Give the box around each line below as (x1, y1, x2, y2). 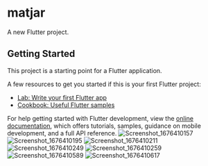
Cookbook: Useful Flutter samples (17, 101, 115, 109)
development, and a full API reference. (7, 128, 117, 137)
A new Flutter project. (7, 28, 69, 36)
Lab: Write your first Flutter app (17, 93, 107, 101)
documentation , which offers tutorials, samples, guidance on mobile (7, 122, 201, 130)
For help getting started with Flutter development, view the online (7, 114, 194, 122)
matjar (7, 5, 46, 21)
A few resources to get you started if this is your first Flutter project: (7, 80, 201, 88)
